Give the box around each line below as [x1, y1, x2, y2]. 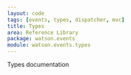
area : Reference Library [7, 29, 79, 36]
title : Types [7, 22, 45, 29]
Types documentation [7, 61, 70, 68]
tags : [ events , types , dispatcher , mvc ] [7, 16, 125, 23]
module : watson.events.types [7, 42, 91, 48]
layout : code [7, 10, 45, 17]
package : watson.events [7, 35, 76, 42]
